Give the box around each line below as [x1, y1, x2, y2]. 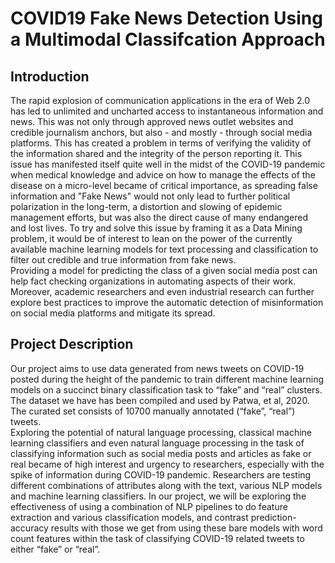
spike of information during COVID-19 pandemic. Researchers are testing [10, 468, 312, 481]
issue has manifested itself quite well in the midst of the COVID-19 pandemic [10, 158, 326, 170]
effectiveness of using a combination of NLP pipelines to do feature [10, 500, 288, 512]
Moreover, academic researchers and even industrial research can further [10, 286, 315, 297]
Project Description [10, 336, 134, 353]
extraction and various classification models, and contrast [10, 511, 249, 523]
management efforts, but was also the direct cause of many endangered [10, 212, 309, 223]
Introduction [10, 68, 90, 85]
